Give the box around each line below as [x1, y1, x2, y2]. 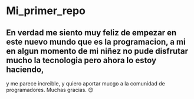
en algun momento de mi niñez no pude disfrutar [6, 46, 189, 56]
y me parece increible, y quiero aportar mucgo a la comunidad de [6, 80, 165, 87]
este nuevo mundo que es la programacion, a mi [6, 37, 186, 47]
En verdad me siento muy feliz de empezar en [6, 28, 177, 38]
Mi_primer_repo [6, 4, 86, 18]
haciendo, [6, 64, 44, 74]
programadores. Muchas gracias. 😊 [6, 87, 94, 93]
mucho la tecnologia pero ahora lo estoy [6, 55, 157, 65]
